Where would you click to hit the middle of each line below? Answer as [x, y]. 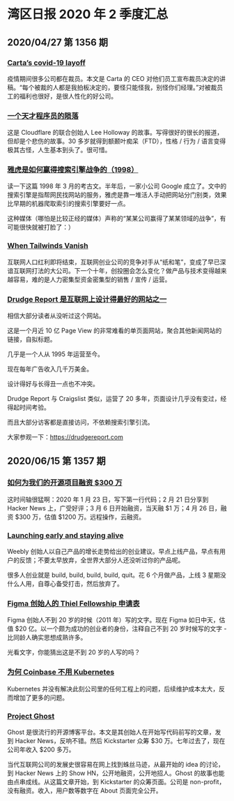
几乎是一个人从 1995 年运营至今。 [56, 354]
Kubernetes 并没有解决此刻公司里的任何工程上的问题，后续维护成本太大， [113, 689]
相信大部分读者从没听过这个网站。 [56, 316]
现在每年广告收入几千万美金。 [50, 369]
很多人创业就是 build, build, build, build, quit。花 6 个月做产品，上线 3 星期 [114, 575]
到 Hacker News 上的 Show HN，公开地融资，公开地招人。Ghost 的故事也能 [116, 773]
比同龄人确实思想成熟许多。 [47, 638]
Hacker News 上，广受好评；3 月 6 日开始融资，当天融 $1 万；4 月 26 [107, 508]
